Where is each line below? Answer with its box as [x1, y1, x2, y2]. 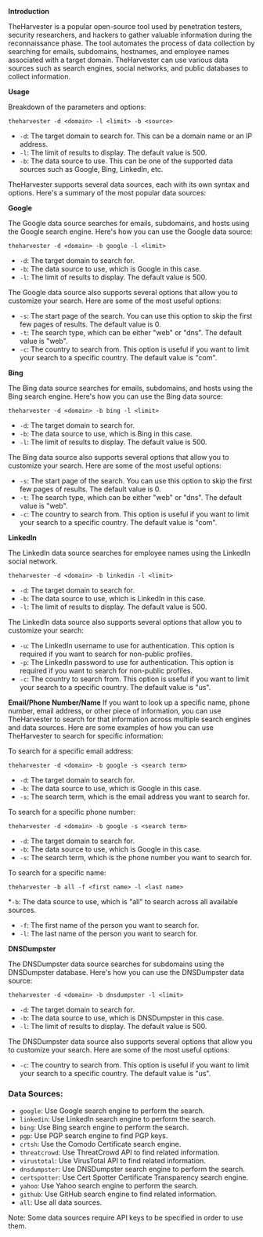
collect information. [8, 72, 70, 81]
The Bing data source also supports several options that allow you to [8, 453, 229, 462]
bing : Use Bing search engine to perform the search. [19, 1122, 189, 1133]
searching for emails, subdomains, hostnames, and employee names [8, 47, 229, 56]
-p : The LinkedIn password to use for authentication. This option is [19, 658, 234, 666]
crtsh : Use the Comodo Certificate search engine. [19, 1140, 182, 1149]
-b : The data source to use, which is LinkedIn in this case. [19, 594, 206, 603]
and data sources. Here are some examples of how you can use [8, 723, 214, 732]
